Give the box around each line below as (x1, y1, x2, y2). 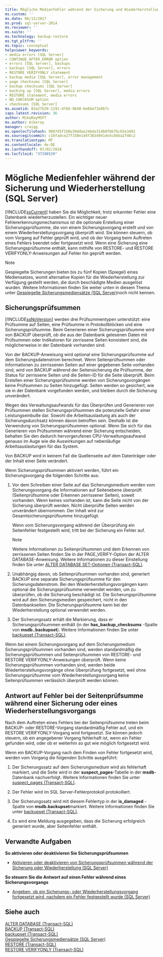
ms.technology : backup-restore (5, 34, 68, 39)
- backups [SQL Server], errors (5, 66, 70, 71)
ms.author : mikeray (5, 120, 45, 125)
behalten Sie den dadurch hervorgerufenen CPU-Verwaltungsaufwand (5, 433, 146, 439)
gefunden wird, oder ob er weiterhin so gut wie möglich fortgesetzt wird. (5, 740, 150, 746)
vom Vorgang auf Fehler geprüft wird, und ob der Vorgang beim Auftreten (5, 235, 152, 241)
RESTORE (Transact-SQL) (5, 941, 57, 947)
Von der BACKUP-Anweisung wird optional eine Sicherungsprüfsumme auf (5, 352, 154, 357)
